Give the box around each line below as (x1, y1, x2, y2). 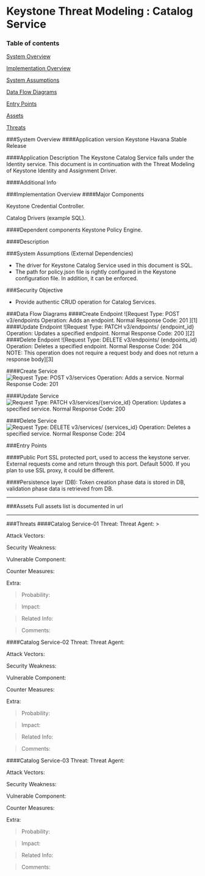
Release (6, 142, 27, 150)
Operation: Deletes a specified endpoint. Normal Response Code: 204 (6, 343, 182, 350)
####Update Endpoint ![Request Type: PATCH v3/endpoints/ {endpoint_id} (6, 323, 194, 330)
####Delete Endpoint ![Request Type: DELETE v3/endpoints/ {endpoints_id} (6, 336, 198, 343)
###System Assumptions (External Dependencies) (6, 250, 134, 257)
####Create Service (6, 368, 58, 375)
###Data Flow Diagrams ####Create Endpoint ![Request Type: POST (6, 310, 180, 318)
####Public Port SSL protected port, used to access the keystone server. (6, 454, 190, 461)
